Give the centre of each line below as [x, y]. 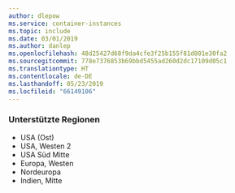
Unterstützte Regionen [54, 120]
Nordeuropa [40, 172]
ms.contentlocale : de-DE [50, 76]
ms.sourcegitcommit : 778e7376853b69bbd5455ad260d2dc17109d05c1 [118, 62]
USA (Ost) [37, 137]
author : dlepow [34, 16]
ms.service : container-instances [65, 24]
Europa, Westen [47, 163]
